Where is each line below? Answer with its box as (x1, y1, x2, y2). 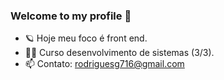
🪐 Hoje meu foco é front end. (24, 32, 148, 44)
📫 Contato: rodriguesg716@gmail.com (24, 58, 185, 70)
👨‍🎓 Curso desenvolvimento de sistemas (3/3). (24, 47, 215, 59)
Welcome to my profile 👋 (10, 9, 132, 23)
